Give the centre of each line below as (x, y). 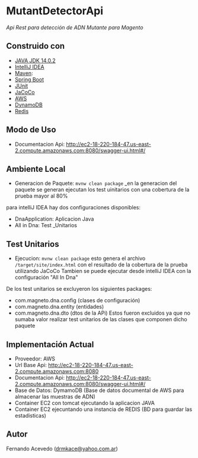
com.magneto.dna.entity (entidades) (59, 307)
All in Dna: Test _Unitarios (46, 225)
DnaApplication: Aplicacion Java (54, 219)
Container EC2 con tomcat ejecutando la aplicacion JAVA (85, 403)
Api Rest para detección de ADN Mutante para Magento (75, 27)
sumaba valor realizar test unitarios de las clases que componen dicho (101, 319)
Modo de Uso (31, 130)
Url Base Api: (31, 365)
